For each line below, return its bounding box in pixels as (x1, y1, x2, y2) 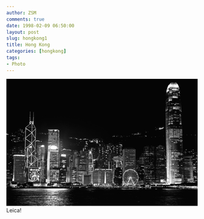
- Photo (6, 61, 26, 67)
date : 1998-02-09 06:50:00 (6, 22, 75, 29)
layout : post (6, 29, 39, 35)
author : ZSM (6, 10, 36, 16)
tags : (6, 55, 20, 61)
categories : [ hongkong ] (6, 49, 67, 55)
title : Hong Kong (6, 42, 50, 48)
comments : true (6, 16, 45, 22)
